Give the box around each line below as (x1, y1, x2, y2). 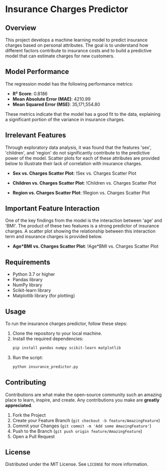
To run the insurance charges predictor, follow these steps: (5, 321, 127, 327)
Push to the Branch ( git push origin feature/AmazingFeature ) (12, 428, 142, 434)
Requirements (5, 258, 50, 266)
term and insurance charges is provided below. (5, 233, 103, 240)
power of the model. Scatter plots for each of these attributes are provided (5, 155, 160, 161)
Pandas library (12, 277, 43, 283)
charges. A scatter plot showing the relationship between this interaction (5, 228, 156, 234)
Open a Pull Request (12, 433, 55, 439)
